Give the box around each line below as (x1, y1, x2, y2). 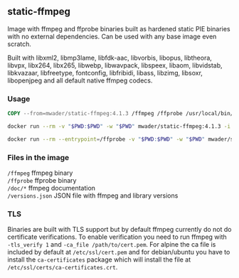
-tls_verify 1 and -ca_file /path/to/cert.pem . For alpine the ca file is (7, 240, 216, 249)
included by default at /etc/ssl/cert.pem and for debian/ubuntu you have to (7, 248, 230, 257)
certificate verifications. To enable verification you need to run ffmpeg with (7, 232, 228, 241)
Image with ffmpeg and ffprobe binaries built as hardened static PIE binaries (7, 24, 230, 33)
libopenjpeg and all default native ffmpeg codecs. (7, 76, 153, 85)
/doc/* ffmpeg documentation (7, 184, 96, 193)
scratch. (7, 39, 32, 48)
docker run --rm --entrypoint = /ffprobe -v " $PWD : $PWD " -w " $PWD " (7, 135, 206, 143)
